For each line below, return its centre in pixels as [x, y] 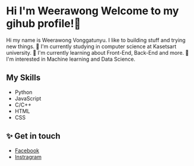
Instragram [28, 156]
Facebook [27, 151]
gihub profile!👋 [44, 24]
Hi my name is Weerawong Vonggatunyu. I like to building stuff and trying [96, 40]
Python [23, 92]
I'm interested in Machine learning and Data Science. [71, 59]
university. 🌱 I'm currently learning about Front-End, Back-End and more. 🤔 [98, 52]
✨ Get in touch [33, 136]
